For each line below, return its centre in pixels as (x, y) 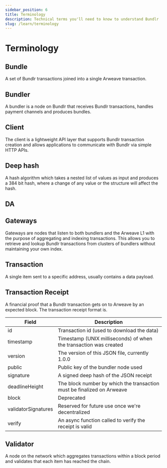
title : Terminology (25, 14)
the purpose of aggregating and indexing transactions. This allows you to (80, 238)
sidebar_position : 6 (27, 10)
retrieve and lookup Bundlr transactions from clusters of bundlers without (80, 243)
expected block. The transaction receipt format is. (56, 309)
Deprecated (72, 398)
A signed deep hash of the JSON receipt (105, 375)
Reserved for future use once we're (99, 406)
